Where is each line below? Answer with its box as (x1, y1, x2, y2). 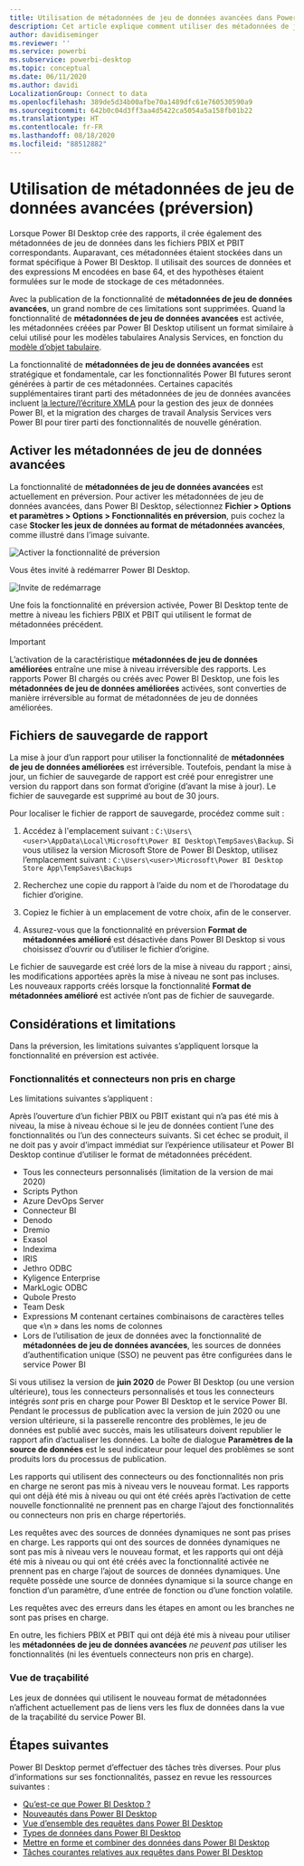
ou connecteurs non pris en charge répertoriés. (9, 1509, 186, 1521)
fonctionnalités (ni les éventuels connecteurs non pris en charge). (9, 1649, 254, 1660)
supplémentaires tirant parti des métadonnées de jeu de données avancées (9, 388, 291, 398)
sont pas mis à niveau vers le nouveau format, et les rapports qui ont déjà (9, 1546, 283, 1557)
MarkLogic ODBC (22, 1282, 88, 1293)
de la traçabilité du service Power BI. (9, 1711, 147, 1722)
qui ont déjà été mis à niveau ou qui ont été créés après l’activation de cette (9, 1490, 291, 1501)
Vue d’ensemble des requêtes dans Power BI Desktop (22, 1817, 223, 1829)
